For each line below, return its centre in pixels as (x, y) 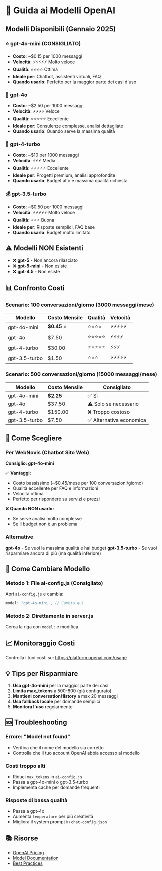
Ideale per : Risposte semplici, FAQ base (54, 227)
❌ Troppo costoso (109, 412)
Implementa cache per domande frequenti (56, 787)
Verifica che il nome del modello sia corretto (58, 747)
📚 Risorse (22, 838)
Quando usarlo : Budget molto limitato (52, 232)
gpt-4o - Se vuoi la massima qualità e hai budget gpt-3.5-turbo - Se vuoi (81, 548)
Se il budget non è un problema (45, 524)
